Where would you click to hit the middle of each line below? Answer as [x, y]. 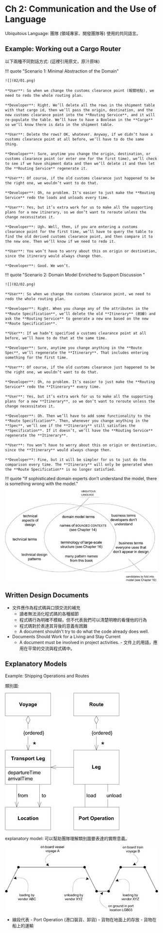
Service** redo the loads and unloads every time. [57, 197]
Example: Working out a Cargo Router [63, 49]
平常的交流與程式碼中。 [51, 648]
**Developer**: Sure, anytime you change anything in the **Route [73, 348]
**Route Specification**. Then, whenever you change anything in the [77, 421]
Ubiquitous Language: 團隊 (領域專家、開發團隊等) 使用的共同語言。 [73, 33]
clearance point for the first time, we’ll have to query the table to [79, 232]
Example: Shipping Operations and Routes [47, 676]
